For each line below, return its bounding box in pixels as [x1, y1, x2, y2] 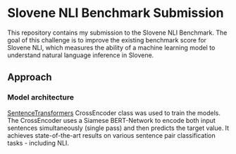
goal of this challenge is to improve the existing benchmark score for [7, 35, 206, 44]
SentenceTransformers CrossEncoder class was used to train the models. [7, 108, 221, 117]
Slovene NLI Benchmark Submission [7, 5, 224, 21]
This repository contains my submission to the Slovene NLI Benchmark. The [7, 28, 228, 37]
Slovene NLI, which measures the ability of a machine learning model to [7, 43, 216, 52]
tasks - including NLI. [7, 138, 69, 147]
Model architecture [7, 93, 75, 102]
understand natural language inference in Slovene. [7, 51, 154, 59]
